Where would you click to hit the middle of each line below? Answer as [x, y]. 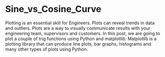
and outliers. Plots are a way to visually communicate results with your [78, 28]
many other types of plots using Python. [47, 49]
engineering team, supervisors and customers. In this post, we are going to [83, 33]
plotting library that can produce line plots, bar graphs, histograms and [78, 44]
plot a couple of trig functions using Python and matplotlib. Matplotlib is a [81, 39]
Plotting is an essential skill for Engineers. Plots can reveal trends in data [80, 23]
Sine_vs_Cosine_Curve [53, 9]
